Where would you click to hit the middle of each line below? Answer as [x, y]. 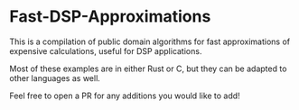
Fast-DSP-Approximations [110, 17]
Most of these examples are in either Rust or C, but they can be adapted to [148, 69]
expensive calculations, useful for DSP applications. [106, 50]
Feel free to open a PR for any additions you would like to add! [125, 96]
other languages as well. [55, 78]
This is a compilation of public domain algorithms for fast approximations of [150, 41]
